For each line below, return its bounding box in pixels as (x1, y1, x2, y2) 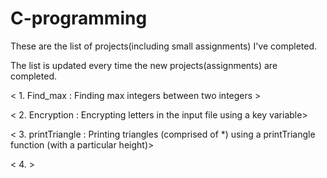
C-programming (10, 7, 148, 30)
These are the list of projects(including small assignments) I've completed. (10, 40, 318, 52)
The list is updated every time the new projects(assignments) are (10, 59, 278, 71)
